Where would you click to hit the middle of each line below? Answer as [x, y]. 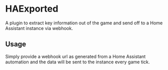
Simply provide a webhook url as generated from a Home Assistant [76, 56]
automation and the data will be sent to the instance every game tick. [78, 62]
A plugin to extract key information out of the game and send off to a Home [84, 23]
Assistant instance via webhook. [39, 28]
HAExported [32, 9]
